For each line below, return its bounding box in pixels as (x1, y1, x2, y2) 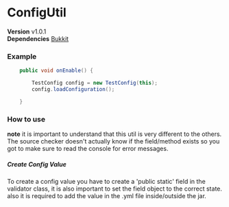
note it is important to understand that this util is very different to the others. (7, 130, 222, 138)
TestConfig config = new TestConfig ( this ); (32, 80, 158, 87)
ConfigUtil (7, 5, 67, 20)
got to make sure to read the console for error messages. (7, 145, 169, 153)
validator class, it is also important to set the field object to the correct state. (7, 184, 223, 193)
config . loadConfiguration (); (32, 85, 115, 93)
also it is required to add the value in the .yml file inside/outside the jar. (7, 192, 207, 199)
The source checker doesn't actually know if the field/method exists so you (7, 137, 220, 146)
